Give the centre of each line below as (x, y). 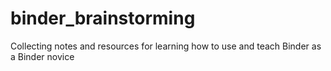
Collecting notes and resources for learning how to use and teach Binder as (166, 46)
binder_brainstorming (103, 18)
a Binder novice (42, 56)
